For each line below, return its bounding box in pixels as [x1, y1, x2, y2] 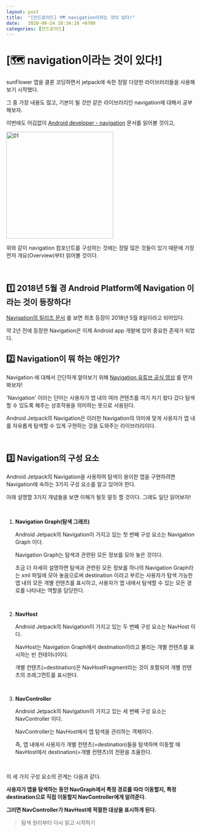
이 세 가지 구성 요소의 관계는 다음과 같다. [6, 773, 101, 780]
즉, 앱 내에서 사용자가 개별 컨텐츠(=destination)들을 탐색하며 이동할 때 [14, 741, 180, 748]
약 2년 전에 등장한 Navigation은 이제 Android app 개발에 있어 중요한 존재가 [6, 327, 184, 334]
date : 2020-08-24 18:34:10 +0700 [6, 20, 96, 26]
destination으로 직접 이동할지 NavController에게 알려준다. [6, 793, 147, 801]
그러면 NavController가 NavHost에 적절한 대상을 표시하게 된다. [6, 806, 157, 813]
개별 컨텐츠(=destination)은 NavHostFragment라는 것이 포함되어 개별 [14, 663, 181, 671]
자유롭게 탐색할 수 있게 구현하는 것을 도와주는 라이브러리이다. [12, 422, 156, 429]
